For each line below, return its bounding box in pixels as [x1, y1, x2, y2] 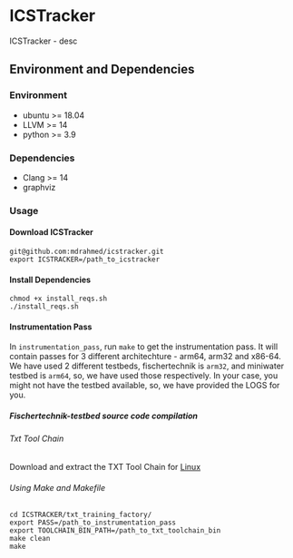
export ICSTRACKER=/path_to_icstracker [9, 255, 161, 264]
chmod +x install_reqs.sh [9, 294, 107, 304]
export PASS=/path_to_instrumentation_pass [9, 518, 177, 527]
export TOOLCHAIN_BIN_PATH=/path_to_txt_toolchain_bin [9, 526, 221, 535]
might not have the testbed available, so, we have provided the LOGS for [9, 380, 280, 391]
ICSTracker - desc [9, 35, 78, 46]
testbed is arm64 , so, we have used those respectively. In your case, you [9, 370, 278, 381]
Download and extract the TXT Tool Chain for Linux [9, 462, 201, 473]
